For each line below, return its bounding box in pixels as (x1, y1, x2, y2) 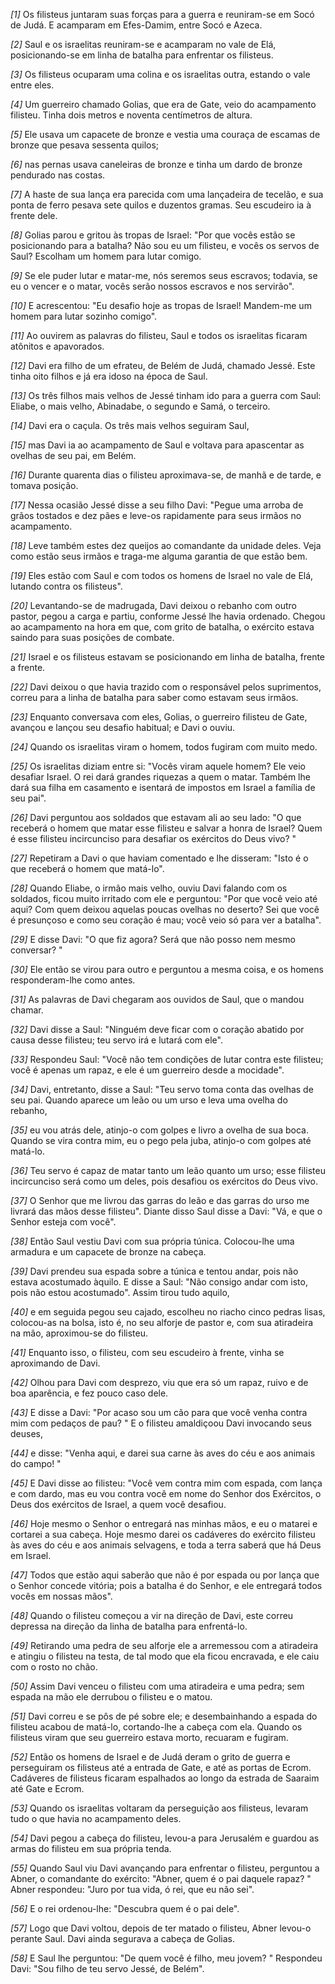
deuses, (10, 1428, 43, 1439)
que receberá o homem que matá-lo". (10, 863, 165, 874)
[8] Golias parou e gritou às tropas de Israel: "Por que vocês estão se (10, 229, 296, 241)
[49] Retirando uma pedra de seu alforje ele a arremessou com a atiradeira (10, 1640, 319, 1651)
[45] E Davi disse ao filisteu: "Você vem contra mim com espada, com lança (10, 1477, 323, 1489)
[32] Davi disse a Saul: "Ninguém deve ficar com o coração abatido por (10, 1024, 305, 1035)
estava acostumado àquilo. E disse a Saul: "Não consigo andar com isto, (10, 1276, 308, 1288)
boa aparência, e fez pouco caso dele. (10, 1387, 169, 1399)
